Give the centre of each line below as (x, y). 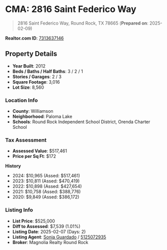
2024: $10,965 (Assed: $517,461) (46, 176)
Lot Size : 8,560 (28, 87)
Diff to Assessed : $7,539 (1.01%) (46, 226)
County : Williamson (33, 111)
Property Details (31, 54)
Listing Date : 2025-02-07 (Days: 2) (49, 231)
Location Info (22, 100)
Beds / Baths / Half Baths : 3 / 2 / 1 (48, 71)
